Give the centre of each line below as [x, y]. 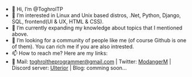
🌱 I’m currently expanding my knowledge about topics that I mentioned [97, 28]
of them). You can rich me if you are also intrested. [73, 46]
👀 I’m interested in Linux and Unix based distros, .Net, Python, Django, [96, 15]
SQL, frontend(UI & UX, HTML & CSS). [58, 21]
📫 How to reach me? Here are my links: [60, 53]
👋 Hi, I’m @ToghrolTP [37, 9]
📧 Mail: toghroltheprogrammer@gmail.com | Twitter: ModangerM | [91, 61]
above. [20, 34]
